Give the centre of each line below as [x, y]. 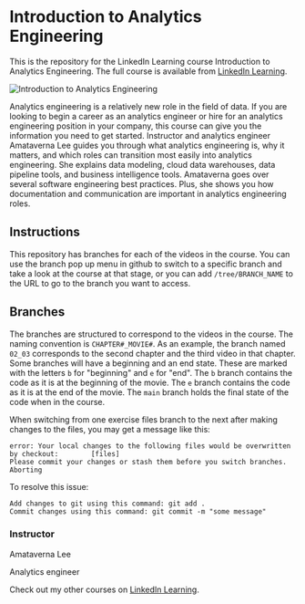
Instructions [45, 232]
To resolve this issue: [49, 486]
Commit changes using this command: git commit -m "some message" [138, 511]
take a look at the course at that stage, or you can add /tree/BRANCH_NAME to [152, 273]
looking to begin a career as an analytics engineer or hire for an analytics [147, 116]
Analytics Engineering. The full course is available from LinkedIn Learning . [148, 71]
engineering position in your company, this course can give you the [136, 126]
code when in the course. [57, 401]
